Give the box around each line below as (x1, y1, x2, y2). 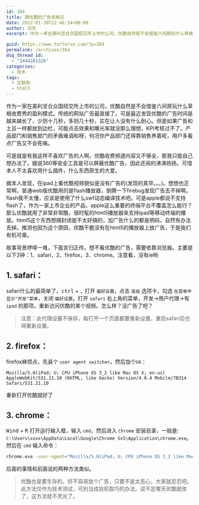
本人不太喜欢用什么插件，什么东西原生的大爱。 (6, 167, 120, 174)
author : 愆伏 (6, 25, 37, 31)
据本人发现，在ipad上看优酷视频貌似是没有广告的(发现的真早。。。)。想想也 (6, 180, 184, 187)
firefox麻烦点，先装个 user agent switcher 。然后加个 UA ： (6, 358, 147, 365)
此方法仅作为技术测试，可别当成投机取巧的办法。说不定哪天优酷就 (20, 485, 182, 493)
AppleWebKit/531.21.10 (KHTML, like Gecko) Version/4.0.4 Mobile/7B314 (6, 375, 187, 381)
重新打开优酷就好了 (6, 391, 53, 398)
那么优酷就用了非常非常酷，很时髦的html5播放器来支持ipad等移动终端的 (6, 209, 181, 216)
